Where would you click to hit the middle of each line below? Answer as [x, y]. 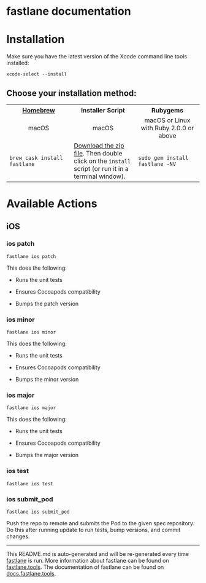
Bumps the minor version [47, 380]
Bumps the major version [47, 455]
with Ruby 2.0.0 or [167, 128]
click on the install [102, 161]
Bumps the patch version [47, 303]
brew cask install [36, 158]
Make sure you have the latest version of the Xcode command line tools [97, 57]
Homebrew [39, 110]
